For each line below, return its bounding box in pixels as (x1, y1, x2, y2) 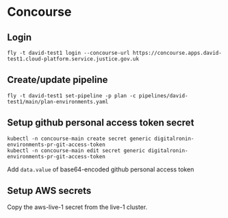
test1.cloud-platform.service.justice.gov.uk (7, 56, 139, 62)
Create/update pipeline (7, 74, 108, 86)
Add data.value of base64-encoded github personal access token (7, 165, 194, 173)
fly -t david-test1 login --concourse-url (7, 49, 130, 56)
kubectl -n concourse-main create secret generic (7, 135, 152, 142)
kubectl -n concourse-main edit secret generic (7, 147, 146, 154)
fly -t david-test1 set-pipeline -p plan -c (7, 92, 136, 99)
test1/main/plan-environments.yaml (7, 98, 109, 105)
